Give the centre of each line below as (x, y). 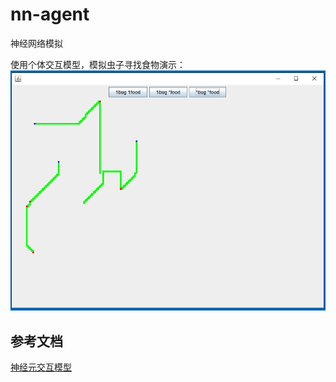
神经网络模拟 (36, 43)
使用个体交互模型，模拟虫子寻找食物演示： (98, 64)
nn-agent (50, 14)
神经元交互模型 (41, 367)
